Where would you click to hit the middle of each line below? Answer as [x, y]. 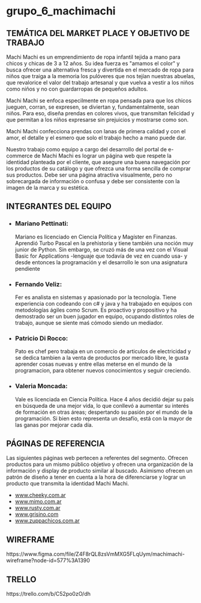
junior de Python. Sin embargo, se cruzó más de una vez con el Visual [101, 249]
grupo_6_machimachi [61, 11]
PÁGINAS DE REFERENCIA [55, 444]
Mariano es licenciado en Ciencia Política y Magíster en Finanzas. [96, 237]
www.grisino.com [37, 514]
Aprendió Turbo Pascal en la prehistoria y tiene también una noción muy [104, 243]
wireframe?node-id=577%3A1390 [48, 560]
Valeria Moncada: [41, 386]
